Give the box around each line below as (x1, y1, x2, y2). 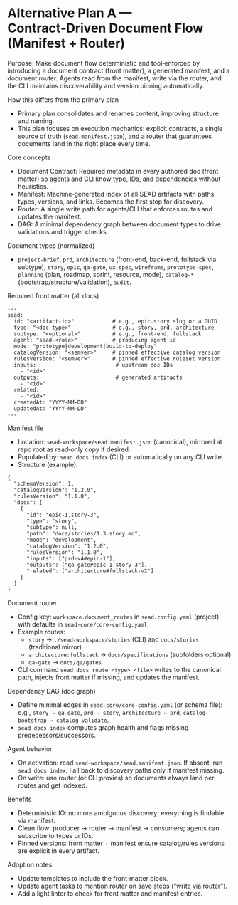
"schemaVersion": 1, (13, 480, 75, 487)
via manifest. (17, 816, 55, 825)
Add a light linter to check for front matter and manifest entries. (17, 889, 203, 898)
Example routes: (17, 627, 65, 636)
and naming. (17, 116, 55, 125)
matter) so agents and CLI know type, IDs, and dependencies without (17, 174, 221, 183)
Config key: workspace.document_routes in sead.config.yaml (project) (17, 612, 220, 621)
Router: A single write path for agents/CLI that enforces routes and (17, 204, 213, 213)
